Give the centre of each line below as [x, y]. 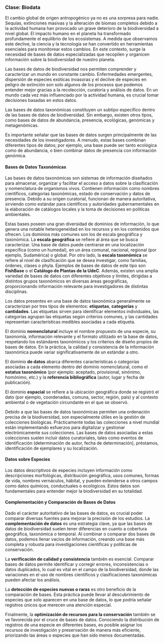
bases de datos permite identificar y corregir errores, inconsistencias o [77, 564]
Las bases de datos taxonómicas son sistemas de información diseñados [79, 178]
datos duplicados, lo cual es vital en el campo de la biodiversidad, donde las [82, 569]
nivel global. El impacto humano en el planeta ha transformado [68, 34]
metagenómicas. [22, 125]
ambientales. [18, 214]
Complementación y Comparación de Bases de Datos [60, 502]
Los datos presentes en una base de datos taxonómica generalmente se [78, 301]
